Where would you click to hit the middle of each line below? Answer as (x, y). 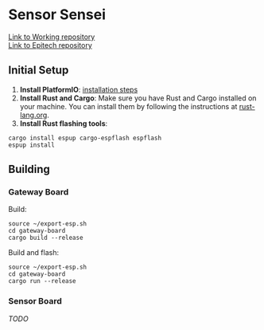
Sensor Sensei (57, 15)
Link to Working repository (52, 37)
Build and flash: (34, 253)
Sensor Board (35, 301)
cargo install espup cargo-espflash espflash (85, 138)
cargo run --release (43, 281)
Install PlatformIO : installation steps (79, 89)
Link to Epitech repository (50, 45)
